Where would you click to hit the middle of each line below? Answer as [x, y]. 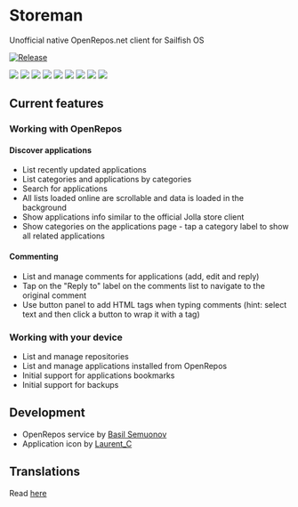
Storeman [46, 16]
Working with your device [66, 337]
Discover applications [50, 150]
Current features [56, 104]
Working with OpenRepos [66, 129]
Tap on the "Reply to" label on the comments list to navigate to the [143, 286]
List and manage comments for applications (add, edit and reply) [141, 276]
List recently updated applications [84, 170]
